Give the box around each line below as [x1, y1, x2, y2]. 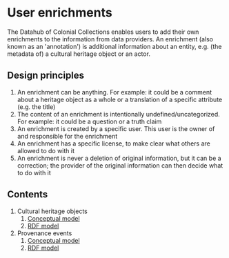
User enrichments [7, 5, 112, 21]
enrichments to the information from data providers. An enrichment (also [7, 34, 214, 43]
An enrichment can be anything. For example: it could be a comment [17, 88, 212, 96]
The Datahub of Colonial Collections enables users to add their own [7, 28, 199, 36]
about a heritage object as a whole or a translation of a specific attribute [17, 95, 223, 103]
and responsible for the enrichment [17, 132, 118, 140]
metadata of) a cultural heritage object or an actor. [7, 50, 150, 58]
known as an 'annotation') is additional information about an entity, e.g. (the [7, 42, 222, 50]
